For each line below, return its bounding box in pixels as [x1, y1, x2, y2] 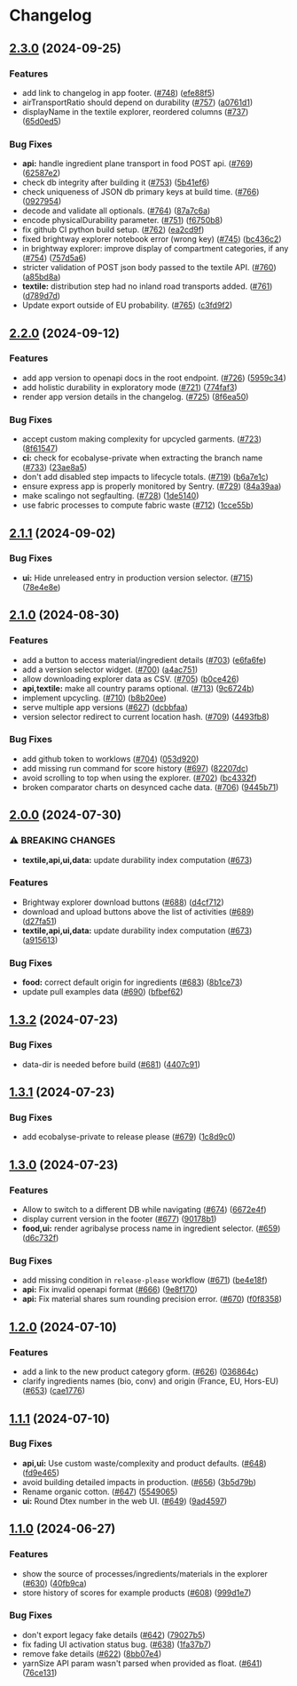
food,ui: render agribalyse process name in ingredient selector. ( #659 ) [21, 1223, 281, 1234]
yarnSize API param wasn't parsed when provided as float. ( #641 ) [21, 1658, 263, 1668]
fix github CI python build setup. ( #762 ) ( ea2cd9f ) [21, 224, 205, 236]
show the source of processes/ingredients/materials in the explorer [21, 1568, 268, 1578]
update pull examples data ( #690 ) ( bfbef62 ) [21, 987, 184, 997]
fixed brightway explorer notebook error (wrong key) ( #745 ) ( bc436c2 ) [21, 234, 282, 244]
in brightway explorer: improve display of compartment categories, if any [21, 244, 289, 254]
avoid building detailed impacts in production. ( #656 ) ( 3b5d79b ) [21, 1476, 257, 1487]
